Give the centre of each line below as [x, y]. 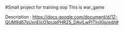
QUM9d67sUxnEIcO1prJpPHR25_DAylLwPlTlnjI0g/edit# [62, 22]
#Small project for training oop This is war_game [55, 7]
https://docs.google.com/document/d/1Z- [75, 17]
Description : [18, 17]
